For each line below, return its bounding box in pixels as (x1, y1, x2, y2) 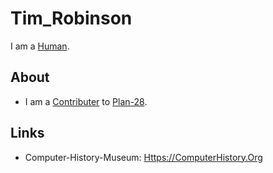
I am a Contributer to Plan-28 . (24, 95, 148, 107)
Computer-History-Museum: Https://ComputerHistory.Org (24, 151, 263, 163)
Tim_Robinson (10, 7, 133, 30)
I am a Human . (10, 40, 70, 52)
